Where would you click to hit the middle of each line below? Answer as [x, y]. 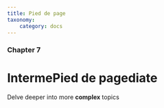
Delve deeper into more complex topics [63, 97]
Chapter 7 [24, 50]
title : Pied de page [37, 13]
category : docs [41, 26]
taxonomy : [21, 20]
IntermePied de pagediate [82, 78]
